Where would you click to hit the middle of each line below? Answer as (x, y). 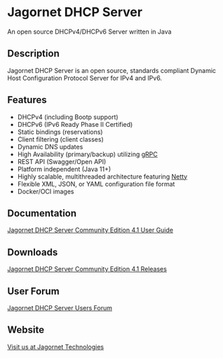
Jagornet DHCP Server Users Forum (60, 308)
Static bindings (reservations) (60, 132)
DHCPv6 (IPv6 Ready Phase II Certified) (75, 124)
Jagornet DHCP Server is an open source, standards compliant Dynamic (111, 70)
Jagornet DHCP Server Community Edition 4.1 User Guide (90, 230)
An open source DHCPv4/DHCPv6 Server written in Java (89, 32)
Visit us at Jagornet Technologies (55, 347)
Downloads (33, 252)
